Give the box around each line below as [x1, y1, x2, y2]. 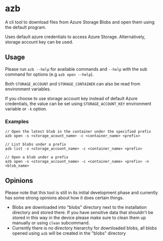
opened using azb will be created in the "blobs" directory [12, 230, 126, 236]
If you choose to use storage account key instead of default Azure [5, 95, 138, 101]
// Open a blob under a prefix [5, 155, 69, 160]
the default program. [5, 24, 46, 30]
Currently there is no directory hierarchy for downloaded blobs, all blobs [12, 225, 157, 231]
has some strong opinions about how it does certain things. [5, 195, 124, 200]
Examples [5, 118, 29, 125]
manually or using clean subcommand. [12, 219, 90, 225]
